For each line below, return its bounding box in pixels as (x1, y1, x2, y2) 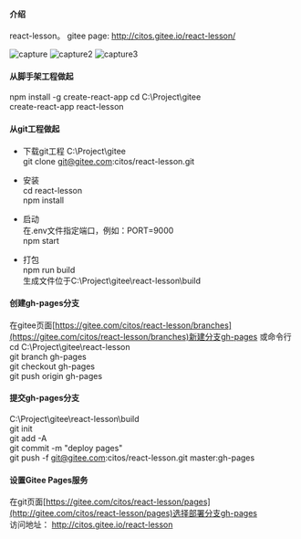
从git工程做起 (9, 123, 60, 134)
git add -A (9, 433, 47, 444)
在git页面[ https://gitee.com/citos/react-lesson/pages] (9, 496, 212, 507)
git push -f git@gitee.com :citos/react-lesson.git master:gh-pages (9, 452, 255, 463)
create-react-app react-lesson (9, 101, 125, 112)
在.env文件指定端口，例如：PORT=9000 (22, 225, 174, 236)
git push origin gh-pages (9, 370, 103, 381)
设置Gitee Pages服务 (9, 474, 88, 485)
